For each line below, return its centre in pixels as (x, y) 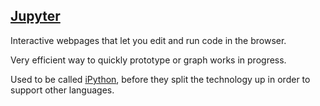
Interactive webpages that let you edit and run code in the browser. (148, 40)
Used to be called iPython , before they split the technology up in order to (160, 79)
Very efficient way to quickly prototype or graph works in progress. (148, 60)
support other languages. (62, 90)
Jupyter (35, 16)
